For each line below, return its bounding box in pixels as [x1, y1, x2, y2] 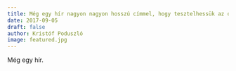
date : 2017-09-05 [7, 17, 58, 24]
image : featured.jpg [7, 37, 68, 44]
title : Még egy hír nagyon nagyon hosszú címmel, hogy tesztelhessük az [7, 10, 225, 18]
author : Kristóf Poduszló [7, 30, 83, 37]
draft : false [7, 23, 46, 30]
